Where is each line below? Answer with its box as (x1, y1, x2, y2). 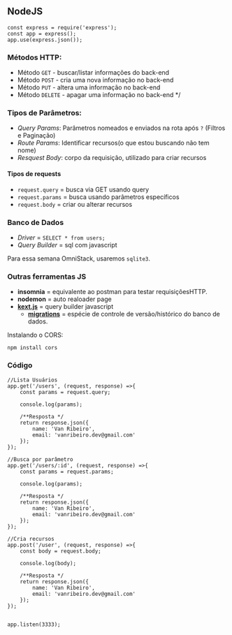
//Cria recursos (7, 535, 55, 542)
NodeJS (7, 6, 43, 17)
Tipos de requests (7, 170, 61, 177)
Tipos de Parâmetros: (7, 108, 82, 118)
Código (7, 360, 33, 370)
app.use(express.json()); (7, 36, 82, 43)
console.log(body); (20, 560, 77, 567)
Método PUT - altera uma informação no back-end (17, 83, 161, 92)
